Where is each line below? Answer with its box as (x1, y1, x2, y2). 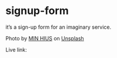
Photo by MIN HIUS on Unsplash (5, 35, 85, 42)
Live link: (5, 46, 27, 53)
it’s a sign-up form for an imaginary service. (5, 23, 112, 30)
